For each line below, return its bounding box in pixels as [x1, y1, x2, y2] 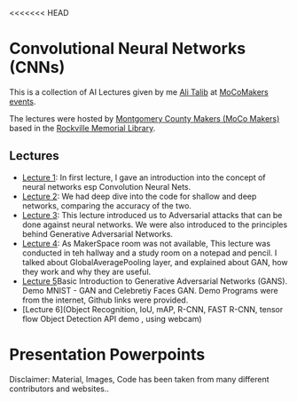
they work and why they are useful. [21, 266, 152, 277]
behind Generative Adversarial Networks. [21, 228, 174, 239]
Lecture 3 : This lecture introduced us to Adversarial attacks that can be [21, 209, 283, 220]
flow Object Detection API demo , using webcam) [21, 313, 202, 324]
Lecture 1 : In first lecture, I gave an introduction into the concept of [21, 172, 266, 183]
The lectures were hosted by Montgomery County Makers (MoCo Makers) [9, 113, 280, 123]
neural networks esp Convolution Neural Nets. [21, 181, 191, 192]
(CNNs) [9, 58, 66, 78]
